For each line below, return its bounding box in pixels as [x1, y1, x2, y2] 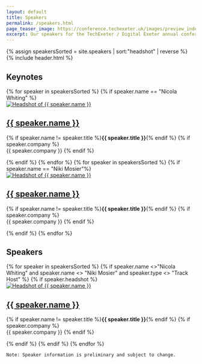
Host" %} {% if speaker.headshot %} [6, 276, 98, 283]
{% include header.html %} [6, 54, 73, 62]
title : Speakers [6, 14, 47, 21]
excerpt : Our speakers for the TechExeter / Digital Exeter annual [6, 31, 179, 37]
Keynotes [6, 72, 43, 82]
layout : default [6, 8, 47, 15]
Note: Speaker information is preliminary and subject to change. [6, 352, 176, 358]
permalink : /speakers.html [6, 20, 74, 26]
